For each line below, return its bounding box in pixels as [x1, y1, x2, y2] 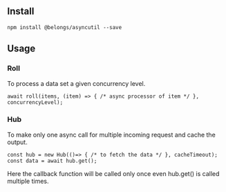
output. [7, 138, 28, 146]
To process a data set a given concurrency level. [7, 79, 146, 87]
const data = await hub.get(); [7, 157, 97, 164]
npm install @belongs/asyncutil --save [7, 24, 122, 30]
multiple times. [7, 177, 49, 185]
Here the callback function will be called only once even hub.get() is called [7, 169, 220, 177]
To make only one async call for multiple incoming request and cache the [7, 130, 216, 139]
